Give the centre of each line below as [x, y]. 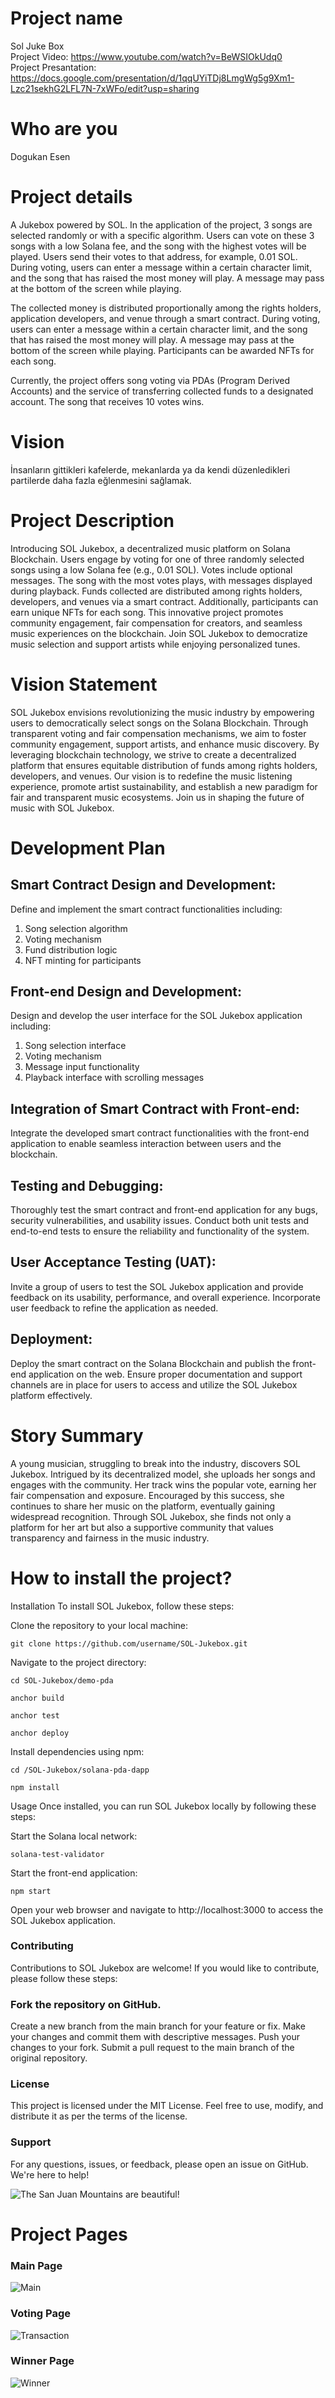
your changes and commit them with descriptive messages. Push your [155, 2037]
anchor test [35, 1715]
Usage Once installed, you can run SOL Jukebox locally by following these [163, 1806]
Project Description [92, 520]
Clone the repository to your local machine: [99, 1625]
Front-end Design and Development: [126, 992]
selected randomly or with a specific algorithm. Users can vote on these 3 [162, 235]
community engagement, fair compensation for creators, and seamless [156, 623]
